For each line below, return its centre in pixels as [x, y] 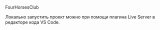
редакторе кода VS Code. [32, 22]
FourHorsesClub [22, 7]
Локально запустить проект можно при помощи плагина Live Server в [80, 17]
